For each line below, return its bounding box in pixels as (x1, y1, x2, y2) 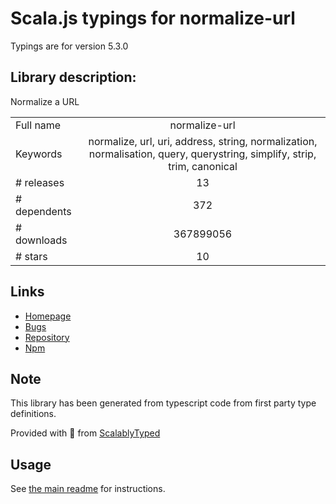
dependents (15, 204, 72, 218)
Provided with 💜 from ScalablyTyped (10, 427, 161, 439)
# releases (15, 175, 65, 189)
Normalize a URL (10, 95, 80, 107)
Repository (24, 331, 70, 343)
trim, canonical (168, 159, 238, 173)
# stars (15, 249, 48, 263)
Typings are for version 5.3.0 (10, 40, 129, 52)
